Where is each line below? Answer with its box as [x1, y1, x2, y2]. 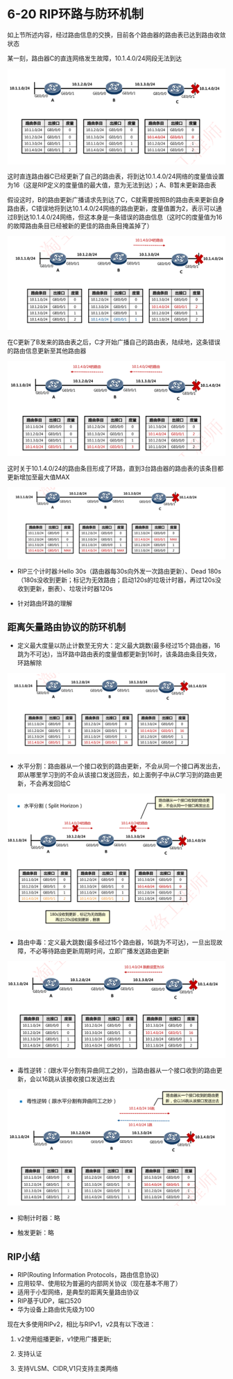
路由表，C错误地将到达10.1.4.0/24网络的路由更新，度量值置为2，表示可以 [7, 204, 216, 212]
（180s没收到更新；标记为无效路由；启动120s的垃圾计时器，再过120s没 [17, 576, 222, 584]
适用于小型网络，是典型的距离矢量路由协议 [17, 1288, 139, 1296]
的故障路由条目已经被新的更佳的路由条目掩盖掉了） [7, 222, 153, 230]
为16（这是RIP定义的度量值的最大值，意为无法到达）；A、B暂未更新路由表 [7, 181, 216, 189]
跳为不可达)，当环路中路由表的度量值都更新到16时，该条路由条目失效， [17, 650, 221, 658]
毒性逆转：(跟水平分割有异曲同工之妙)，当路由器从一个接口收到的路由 [17, 1067, 217, 1075]
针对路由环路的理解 [17, 599, 73, 608]
